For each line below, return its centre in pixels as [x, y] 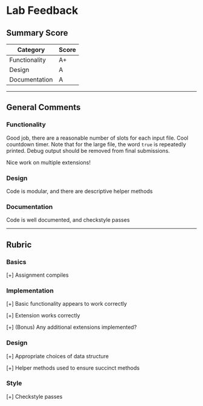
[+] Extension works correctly [43, 315]
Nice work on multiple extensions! [49, 162]
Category [31, 50]
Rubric [19, 244]
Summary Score [37, 33]
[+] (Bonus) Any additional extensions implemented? [72, 327]
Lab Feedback [42, 11]
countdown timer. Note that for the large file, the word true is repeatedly [96, 144]
